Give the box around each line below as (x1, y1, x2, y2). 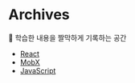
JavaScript (19, 65, 56, 75)
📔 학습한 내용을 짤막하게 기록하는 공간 (8, 33, 127, 42)
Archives (8, 6, 70, 24)
